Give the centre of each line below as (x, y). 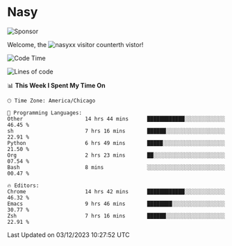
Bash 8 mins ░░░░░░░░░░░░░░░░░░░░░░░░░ (116, 167)
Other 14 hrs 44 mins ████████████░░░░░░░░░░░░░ (116, 118)
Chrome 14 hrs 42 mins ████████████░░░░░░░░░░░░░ (116, 191)
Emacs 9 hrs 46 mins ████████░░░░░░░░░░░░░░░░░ (116, 204)
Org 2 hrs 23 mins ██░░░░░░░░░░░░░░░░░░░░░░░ (116, 155)
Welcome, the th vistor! (75, 44)
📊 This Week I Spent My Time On (56, 85)
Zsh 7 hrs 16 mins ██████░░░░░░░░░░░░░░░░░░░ (116, 216)
